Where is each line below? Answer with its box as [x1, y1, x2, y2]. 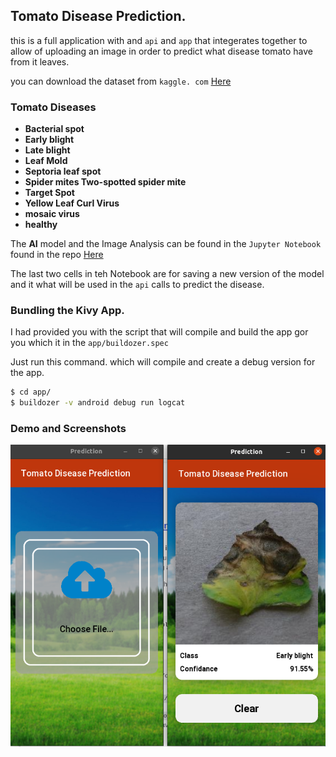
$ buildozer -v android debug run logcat [10, 398, 186, 408]
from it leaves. [10, 55, 70, 68]
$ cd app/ [10, 387, 52, 398]
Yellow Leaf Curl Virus [24, 197, 120, 209]
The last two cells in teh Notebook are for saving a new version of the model [10, 268, 325, 280]
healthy [24, 219, 58, 231]
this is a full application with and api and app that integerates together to [10, 34, 308, 46]
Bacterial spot [24, 123, 85, 135]
